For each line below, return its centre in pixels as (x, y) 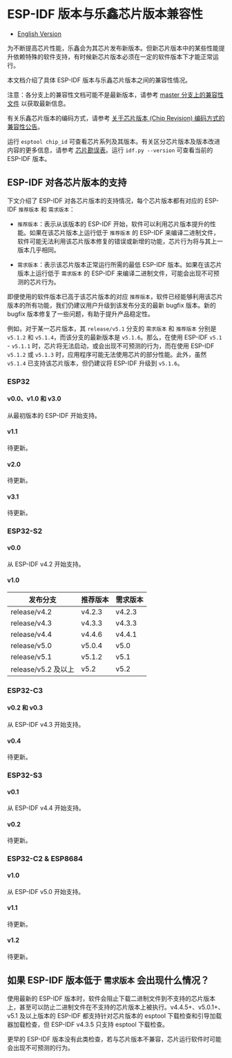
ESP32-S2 (25, 531)
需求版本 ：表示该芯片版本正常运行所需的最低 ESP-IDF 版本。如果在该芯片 (119, 264)
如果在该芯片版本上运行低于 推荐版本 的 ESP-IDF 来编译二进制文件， (124, 232)
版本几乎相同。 (38, 250)
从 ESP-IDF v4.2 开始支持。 (46, 564)
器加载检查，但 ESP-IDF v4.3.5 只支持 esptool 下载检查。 (88, 1024)
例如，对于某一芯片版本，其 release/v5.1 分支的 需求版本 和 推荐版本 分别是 (112, 328)
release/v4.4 (31, 634)
